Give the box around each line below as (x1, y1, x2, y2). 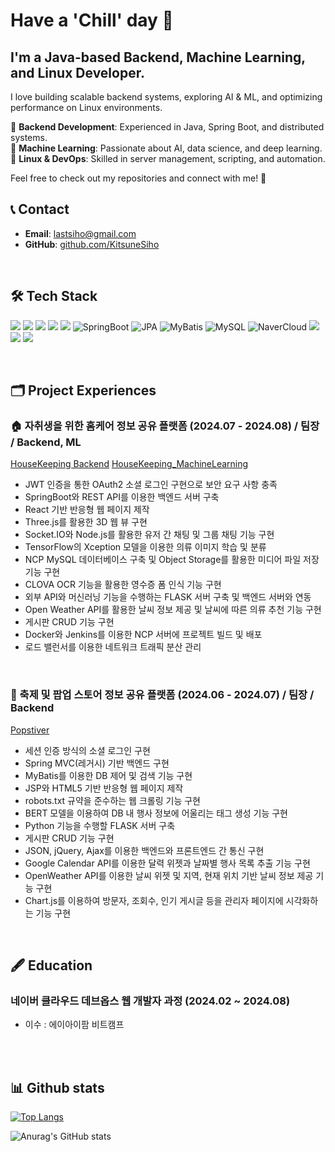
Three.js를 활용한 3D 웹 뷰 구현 (24, 516, 148, 528)
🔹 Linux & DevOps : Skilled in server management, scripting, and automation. (10, 153, 326, 164)
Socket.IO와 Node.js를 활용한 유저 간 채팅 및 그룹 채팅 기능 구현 (24, 529, 275, 541)
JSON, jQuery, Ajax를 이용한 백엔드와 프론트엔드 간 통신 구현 (24, 844, 265, 856)
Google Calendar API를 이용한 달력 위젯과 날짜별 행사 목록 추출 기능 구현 (24, 857, 311, 869)
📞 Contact (10, 201, 70, 218)
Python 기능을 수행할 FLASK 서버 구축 (24, 819, 176, 831)
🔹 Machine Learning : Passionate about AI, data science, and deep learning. (10, 142, 323, 154)
